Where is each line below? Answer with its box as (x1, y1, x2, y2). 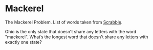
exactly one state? (5, 39, 42, 45)
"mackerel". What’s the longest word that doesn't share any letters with (5, 34, 148, 40)
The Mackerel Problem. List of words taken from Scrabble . (5, 19, 123, 25)
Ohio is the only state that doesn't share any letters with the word (5, 28, 137, 34)
